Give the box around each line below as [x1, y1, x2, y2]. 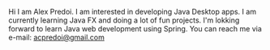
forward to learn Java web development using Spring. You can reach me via [8, 24, 262, 33]
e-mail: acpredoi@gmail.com [8, 32, 105, 42]
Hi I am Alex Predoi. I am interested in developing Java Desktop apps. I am [8, 7, 257, 16]
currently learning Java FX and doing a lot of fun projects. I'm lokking [8, 15, 240, 25]
